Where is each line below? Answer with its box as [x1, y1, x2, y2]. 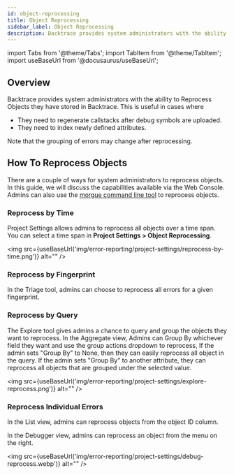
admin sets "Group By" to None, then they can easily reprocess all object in [7, 349, 224, 357]
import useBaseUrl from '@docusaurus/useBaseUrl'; [7, 57, 159, 65]
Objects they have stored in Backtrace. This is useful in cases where [7, 103, 204, 111]
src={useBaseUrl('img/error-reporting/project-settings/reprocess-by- [23, 245, 224, 254]
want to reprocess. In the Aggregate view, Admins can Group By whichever [7, 333, 224, 342]
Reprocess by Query [7, 310, 78, 320]
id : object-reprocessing [7, 10, 80, 17]
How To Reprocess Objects [7, 157, 128, 169]
